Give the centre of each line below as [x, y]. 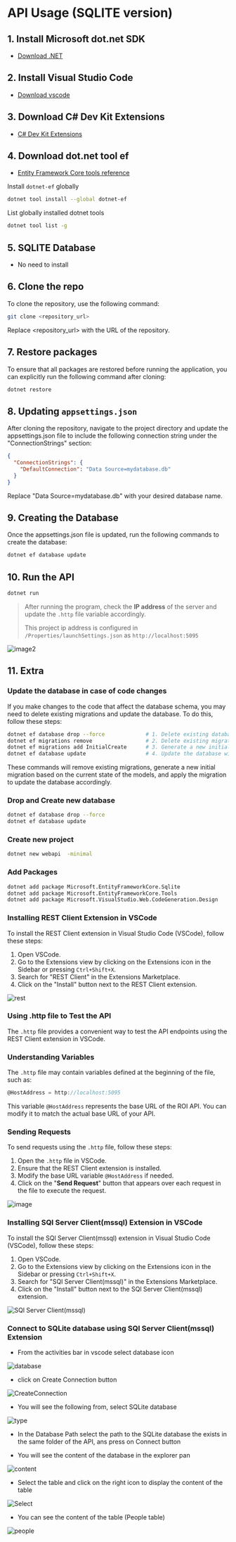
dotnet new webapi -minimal [50, 854]
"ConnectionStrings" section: [50, 443]
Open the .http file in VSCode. [62, 1161]
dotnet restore [29, 389]
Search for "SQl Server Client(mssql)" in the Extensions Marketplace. [117, 1281]
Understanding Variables [51, 1057]
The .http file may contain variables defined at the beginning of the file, [111, 1072]
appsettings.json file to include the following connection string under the [112, 436]
